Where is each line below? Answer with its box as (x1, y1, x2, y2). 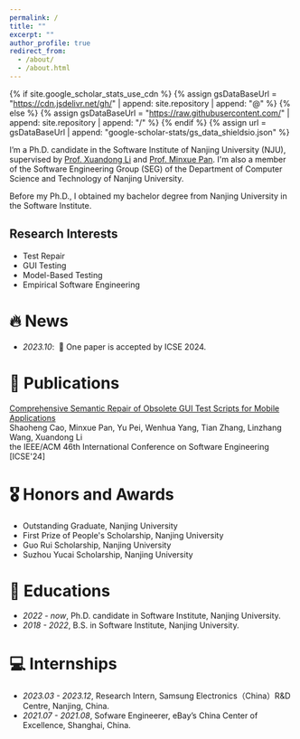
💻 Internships (9, 653, 117, 674)
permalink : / (9, 13, 59, 23)
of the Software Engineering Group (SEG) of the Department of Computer (9, 164, 283, 174)
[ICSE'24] (9, 451, 46, 462)
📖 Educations (9, 580, 111, 601)
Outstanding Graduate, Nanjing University (22, 520, 178, 531)
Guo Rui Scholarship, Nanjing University (22, 539, 172, 550)
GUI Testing (22, 259, 67, 271)
